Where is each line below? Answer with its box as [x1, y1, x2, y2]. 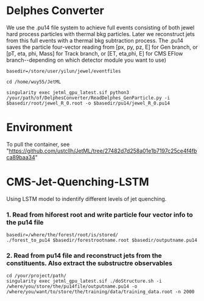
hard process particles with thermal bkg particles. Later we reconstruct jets [6, 30, 195, 37]
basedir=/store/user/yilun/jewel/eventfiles [6, 68, 121, 74]
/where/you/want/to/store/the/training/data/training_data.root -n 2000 [6, 289, 195, 295]
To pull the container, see [6, 140, 70, 148]
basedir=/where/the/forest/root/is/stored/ [6, 232, 119, 238]
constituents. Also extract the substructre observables [6, 259, 172, 267]
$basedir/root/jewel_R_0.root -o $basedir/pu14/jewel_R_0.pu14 [6, 100, 171, 106]
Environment [6, 120, 73, 134]
